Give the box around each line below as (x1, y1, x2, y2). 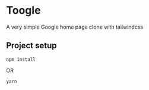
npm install (6, 56, 36, 63)
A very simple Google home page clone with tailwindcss (6, 23, 144, 30)
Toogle (6, 4, 41, 17)
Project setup (6, 41, 58, 51)
